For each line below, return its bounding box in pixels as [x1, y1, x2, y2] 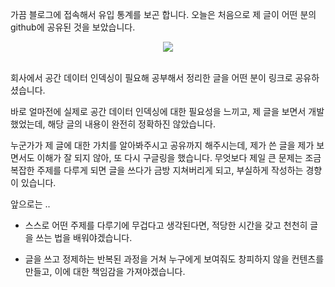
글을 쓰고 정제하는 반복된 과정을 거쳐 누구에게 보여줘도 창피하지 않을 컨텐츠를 [24, 253, 325, 265]
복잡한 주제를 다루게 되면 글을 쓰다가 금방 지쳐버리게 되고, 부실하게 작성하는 [10, 164, 304, 176]
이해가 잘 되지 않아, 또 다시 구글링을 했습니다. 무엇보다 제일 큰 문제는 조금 [36, 152, 322, 163]
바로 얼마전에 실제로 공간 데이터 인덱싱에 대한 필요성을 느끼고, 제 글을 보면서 [10, 106, 307, 117]
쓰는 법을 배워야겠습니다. [35, 232, 133, 243]
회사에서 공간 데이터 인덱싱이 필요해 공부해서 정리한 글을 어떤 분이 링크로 [10, 72, 293, 83]
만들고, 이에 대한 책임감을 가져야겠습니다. [24, 266, 186, 277]
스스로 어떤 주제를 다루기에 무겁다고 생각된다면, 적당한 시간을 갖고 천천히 [24, 219, 308, 231]
